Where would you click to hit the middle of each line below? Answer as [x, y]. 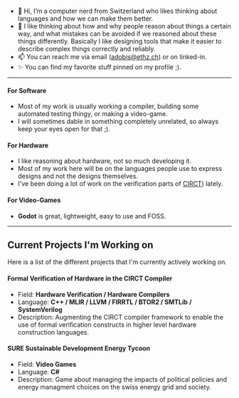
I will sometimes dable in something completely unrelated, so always [118, 122]
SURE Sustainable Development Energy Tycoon [79, 348]
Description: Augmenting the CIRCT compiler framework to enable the [121, 317]
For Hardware [28, 145]
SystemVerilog [40, 309]
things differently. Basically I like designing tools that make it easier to [119, 41]
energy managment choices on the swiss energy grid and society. [114, 387]
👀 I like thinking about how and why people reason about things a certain [124, 26]
